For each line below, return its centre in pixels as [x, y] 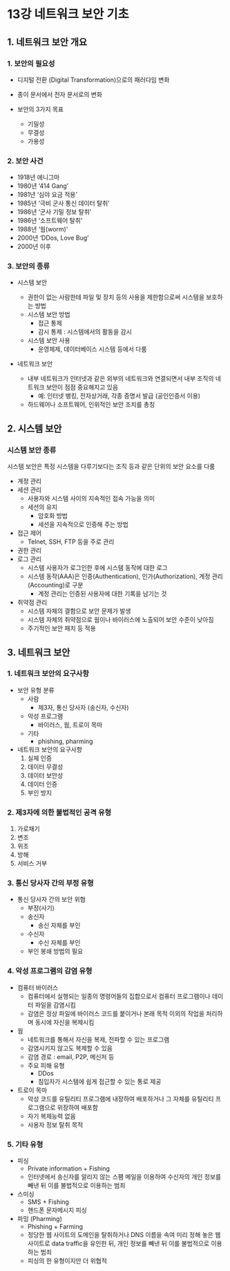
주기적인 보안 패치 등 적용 [62, 628]
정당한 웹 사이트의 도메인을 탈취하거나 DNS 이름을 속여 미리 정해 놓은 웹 [124, 1235]
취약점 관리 [32, 603]
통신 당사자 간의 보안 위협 [51, 899]
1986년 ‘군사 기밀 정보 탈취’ [54, 212]
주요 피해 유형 [46, 1065]
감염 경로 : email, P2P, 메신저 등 [71, 1056]
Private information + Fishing [69, 1168]
